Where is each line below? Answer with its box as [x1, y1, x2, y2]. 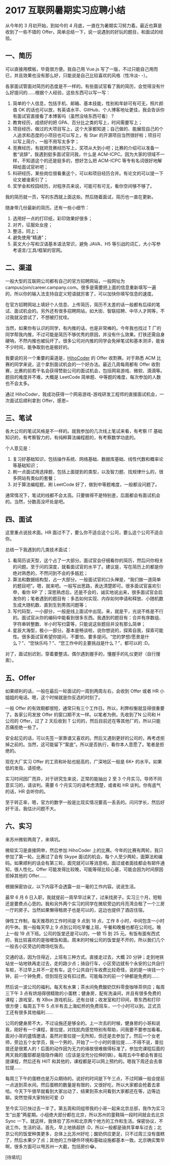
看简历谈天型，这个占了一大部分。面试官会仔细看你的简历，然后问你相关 [12, 557, 163, 563]
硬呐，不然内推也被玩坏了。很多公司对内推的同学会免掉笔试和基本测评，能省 [5, 338, 165, 344]
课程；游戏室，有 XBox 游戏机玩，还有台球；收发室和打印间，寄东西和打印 [5, 996, 161, 1002]
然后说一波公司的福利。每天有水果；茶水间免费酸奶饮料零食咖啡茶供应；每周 [5, 983, 165, 990]
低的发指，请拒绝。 [5, 765, 46, 771]
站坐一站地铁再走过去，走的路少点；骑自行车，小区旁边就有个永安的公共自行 [5, 960, 165, 966]
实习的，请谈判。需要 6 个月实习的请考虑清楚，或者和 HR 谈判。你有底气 [9, 782, 161, 788]
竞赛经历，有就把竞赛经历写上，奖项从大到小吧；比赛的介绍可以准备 [12, 144, 155, 151]
